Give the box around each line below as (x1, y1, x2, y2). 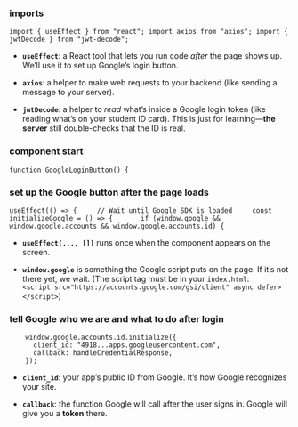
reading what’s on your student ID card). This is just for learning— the (21, 114, 276, 125)
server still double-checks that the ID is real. (21, 123, 186, 133)
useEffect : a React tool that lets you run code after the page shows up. (21, 51, 283, 61)
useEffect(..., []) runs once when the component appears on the (21, 237, 271, 247)
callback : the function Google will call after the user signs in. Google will (21, 399, 287, 409)
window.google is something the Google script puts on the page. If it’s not (21, 263, 289, 274)
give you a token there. (21, 408, 109, 419)
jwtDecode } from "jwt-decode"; (9, 35, 129, 44)
